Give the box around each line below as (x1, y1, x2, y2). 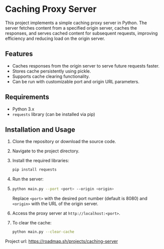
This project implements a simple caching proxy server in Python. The (5, 20, 147, 26)
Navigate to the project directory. (12, 148, 80, 154)
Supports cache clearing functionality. (12, 73, 90, 79)
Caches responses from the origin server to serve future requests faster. (12, 63, 160, 69)
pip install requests (12, 167, 57, 172)
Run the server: (12, 176, 44, 182)
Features (5, 50, 33, 58)
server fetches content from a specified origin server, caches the (5, 25, 137, 31)
